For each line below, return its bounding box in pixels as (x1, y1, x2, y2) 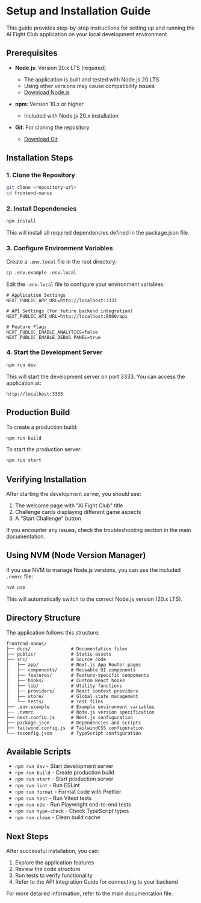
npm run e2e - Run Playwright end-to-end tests (14, 801, 131, 808)
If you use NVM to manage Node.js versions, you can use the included (6, 566, 181, 574)
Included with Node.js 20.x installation (23, 112, 119, 119)
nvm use (6, 584, 26, 591)
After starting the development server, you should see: (6, 490, 141, 498)
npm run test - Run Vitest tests (14, 794, 92, 802)
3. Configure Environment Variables (6, 244, 113, 253)
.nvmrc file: (6, 572, 34, 580)
